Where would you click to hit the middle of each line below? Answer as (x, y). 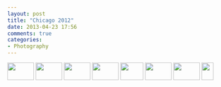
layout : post (26, 14)
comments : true (30, 33)
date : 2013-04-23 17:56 (42, 27)
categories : (25, 40)
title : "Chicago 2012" (41, 20)
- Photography (28, 46)
